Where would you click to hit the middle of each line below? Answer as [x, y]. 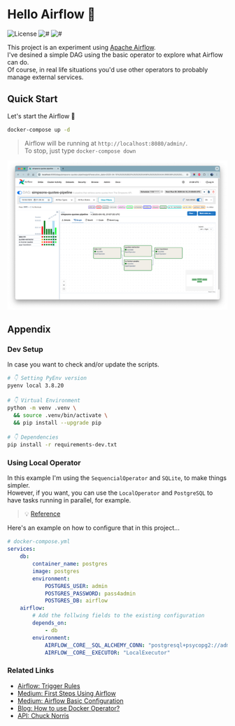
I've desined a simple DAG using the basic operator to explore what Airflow [115, 55]
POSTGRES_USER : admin [76, 586]
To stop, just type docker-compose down [80, 151]
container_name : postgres [70, 564]
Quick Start [33, 99]
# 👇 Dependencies [33, 437]
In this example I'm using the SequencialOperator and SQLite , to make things [117, 478]
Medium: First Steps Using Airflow [67, 693]
